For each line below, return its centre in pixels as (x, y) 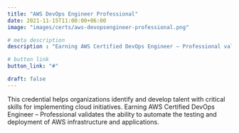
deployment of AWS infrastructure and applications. (83, 122)
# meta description (36, 40)
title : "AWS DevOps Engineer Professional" (73, 14)
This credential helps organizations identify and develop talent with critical (116, 99)
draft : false (27, 79)
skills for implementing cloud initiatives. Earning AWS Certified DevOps (111, 107)
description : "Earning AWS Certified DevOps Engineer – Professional (114, 47)
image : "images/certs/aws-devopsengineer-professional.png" (99, 27)
